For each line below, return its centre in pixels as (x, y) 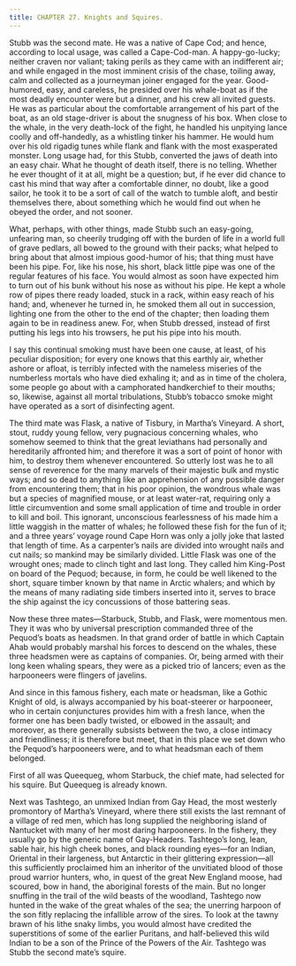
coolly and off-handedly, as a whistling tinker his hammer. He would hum (141, 136)
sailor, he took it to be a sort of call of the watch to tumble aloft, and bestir (144, 193)
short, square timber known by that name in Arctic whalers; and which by (142, 583)
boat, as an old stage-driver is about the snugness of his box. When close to (148, 118)
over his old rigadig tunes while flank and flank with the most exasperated (144, 146)
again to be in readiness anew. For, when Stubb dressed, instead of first (140, 323)
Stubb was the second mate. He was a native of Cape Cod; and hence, (138, 42)
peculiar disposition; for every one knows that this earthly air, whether (137, 358)
